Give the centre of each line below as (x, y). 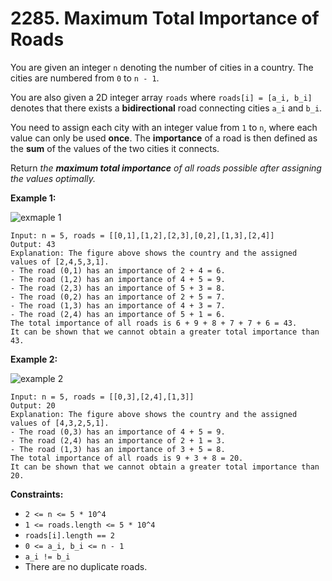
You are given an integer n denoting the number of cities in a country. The (162, 67)
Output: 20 (33, 405)
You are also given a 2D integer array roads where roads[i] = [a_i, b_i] (161, 97)
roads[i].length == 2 (69, 535)
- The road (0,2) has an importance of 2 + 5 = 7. (118, 297)
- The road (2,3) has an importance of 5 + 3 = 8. (118, 288)
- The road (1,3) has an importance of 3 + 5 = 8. (118, 449)
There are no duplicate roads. (86, 566)
